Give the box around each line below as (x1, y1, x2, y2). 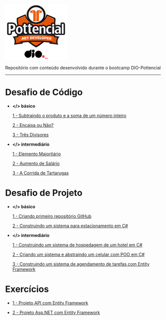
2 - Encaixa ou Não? (12, 122, 54, 128)
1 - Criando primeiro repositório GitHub (12, 213, 92, 219)
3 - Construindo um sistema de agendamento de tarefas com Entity (12, 261, 150, 267)
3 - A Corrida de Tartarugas (12, 170, 69, 176)
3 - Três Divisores (12, 131, 49, 137)
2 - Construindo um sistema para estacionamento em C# (12, 223, 128, 229)
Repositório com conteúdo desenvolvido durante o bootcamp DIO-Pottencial (5, 65, 161, 71)
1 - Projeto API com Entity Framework (12, 300, 88, 306)
